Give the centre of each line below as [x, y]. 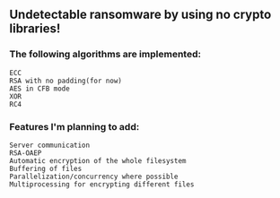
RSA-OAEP [26, 153]
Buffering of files [46, 168]
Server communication [50, 145]
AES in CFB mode [39, 89]
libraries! [35, 29]
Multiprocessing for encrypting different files [102, 184]
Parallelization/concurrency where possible [94, 176]
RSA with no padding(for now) [66, 81]
